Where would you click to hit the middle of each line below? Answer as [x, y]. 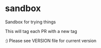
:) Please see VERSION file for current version [51, 40]
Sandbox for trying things [30, 22]
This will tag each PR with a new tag [41, 31]
